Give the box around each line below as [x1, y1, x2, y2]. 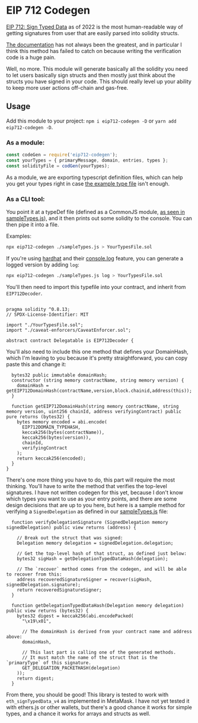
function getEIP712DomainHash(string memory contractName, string [11, 403, 179, 409]
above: [6, 634, 23, 640]
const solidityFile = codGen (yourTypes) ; [6, 163, 110, 169]
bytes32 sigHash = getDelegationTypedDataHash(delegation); [17, 555, 168, 562]
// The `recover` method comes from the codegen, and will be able [17, 566, 187, 572]
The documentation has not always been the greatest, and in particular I [6, 41, 182, 48]
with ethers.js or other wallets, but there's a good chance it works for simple [6, 703, 193, 711]
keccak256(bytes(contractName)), [21, 429, 105, 435]
